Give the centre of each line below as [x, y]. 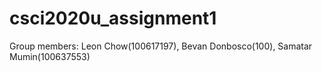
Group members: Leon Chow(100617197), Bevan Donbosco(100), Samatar [161, 46]
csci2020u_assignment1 [113, 18]
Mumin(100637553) [50, 56]
